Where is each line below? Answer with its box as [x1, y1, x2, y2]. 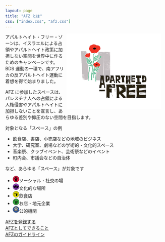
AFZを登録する [5, 219, 36, 225]
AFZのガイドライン [5, 231, 45, 237]
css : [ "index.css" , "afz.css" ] [5, 19, 71, 24]
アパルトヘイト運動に [18, 72, 63, 78]
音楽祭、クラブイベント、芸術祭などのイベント [12, 148, 110, 154]
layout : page [5, 8, 33, 13]
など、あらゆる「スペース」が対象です [5, 166, 84, 172]
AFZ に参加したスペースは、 [5, 89, 63, 95]
